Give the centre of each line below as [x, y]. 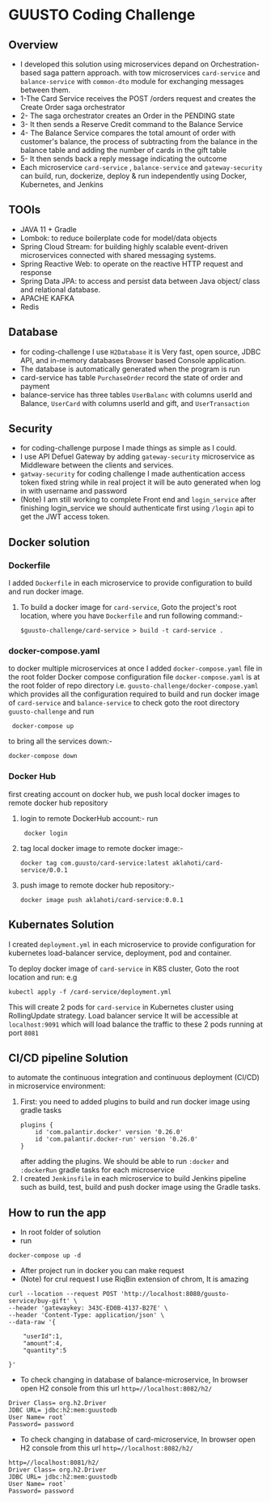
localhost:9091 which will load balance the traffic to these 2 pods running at [135, 1024]
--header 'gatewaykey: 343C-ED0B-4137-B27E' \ [88, 1308]
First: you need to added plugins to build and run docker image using [135, 1102]
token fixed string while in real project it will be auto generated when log [140, 482]
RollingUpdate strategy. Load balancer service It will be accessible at [123, 1015]
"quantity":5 [45, 1351]
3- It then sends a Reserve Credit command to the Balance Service [131, 124]
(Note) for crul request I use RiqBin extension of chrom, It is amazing [134, 1279]
